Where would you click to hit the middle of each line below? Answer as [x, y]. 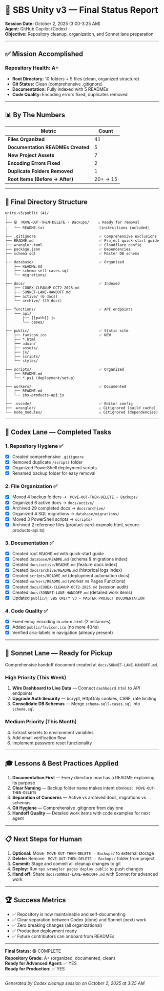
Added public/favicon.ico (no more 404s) [55, 627]
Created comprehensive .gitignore [48, 457]
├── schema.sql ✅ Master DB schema [72, 254]
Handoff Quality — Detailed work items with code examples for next [81, 813]
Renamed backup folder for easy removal [54, 473]
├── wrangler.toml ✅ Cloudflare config [73, 245]
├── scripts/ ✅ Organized [65, 370]
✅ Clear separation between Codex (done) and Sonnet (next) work [79, 920]
